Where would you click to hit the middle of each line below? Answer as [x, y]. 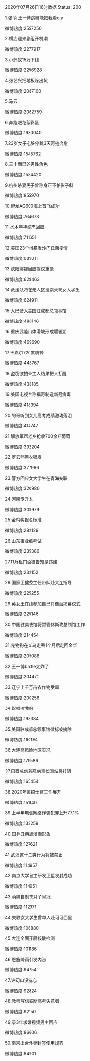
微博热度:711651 [21, 237]
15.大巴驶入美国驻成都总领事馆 [36, 311]
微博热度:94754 [21, 970]
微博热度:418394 [22, 405]
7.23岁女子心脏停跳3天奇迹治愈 [37, 143]
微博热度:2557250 [23, 28]
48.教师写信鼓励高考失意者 [32, 1001]
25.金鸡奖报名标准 [23, 520]
